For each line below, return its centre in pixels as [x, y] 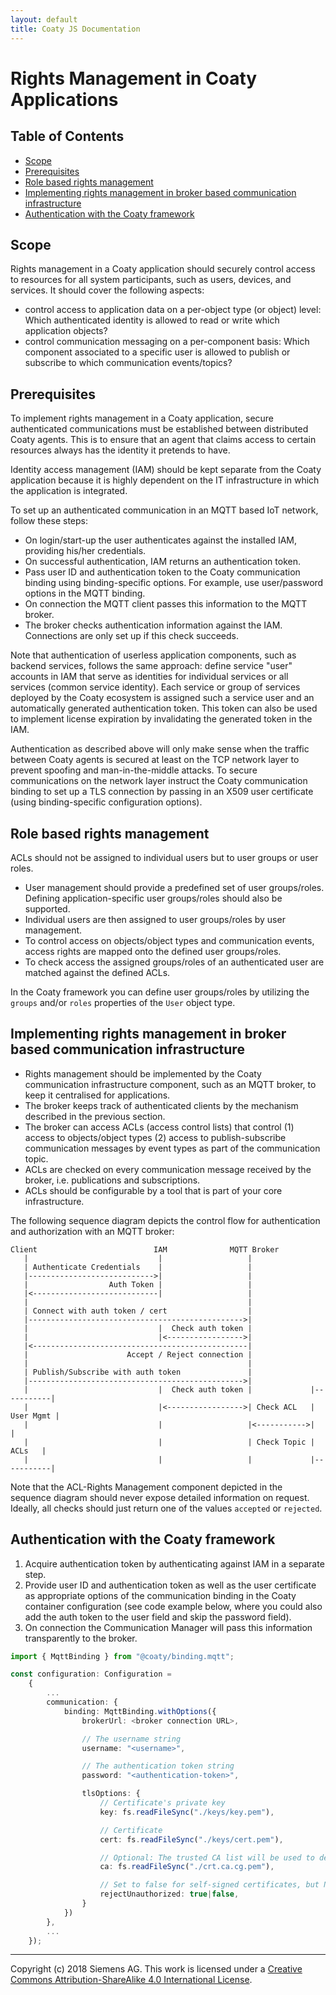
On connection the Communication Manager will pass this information [168, 1627]
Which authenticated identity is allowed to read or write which [152, 320]
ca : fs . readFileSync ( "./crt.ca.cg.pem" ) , [187, 1867]
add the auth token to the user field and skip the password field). [158, 1617]
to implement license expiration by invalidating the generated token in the [161, 719]
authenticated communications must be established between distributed [159, 429]
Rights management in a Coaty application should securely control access [163, 269]
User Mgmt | [35, 1416]
